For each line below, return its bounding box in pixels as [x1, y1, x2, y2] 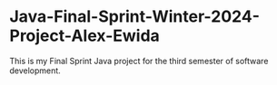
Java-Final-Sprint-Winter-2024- [9, 6, 261, 27]
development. [9, 65, 61, 76]
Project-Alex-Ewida [9, 25, 161, 46]
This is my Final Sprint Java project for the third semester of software [9, 55, 269, 66]
